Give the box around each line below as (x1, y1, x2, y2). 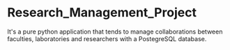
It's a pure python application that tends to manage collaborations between (7, 27, 223, 36)
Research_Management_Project (7, 5, 197, 21)
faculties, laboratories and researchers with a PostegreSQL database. (7, 34, 207, 42)
